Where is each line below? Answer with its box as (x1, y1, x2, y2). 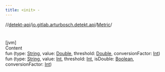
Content (5, 44, 23, 51)
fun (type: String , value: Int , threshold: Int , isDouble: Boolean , (5, 56, 134, 62)
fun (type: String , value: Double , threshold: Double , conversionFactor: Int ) (5, 50, 160, 56)
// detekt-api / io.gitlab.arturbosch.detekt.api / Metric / (5, 21, 113, 28)
